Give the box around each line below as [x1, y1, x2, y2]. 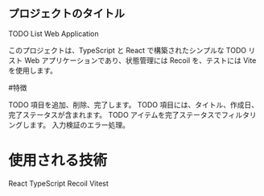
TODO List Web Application [8, 28, 99, 38]
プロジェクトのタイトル [8, 6, 125, 21]
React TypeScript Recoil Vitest [8, 178, 109, 188]
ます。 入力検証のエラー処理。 [29, 119, 130, 130]
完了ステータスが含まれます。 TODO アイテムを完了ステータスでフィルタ [8, 110, 250, 119]
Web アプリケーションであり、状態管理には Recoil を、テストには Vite [23, 55, 257, 65]
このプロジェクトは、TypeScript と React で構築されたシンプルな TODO [8, 45, 247, 55]
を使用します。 [8, 65, 58, 75]
